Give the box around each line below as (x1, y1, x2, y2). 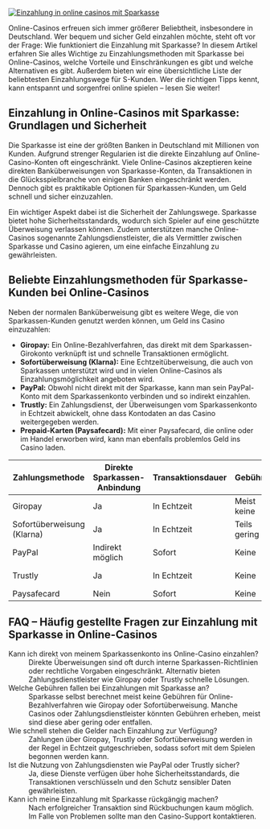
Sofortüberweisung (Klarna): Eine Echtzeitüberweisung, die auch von (19, 357, 253, 366)
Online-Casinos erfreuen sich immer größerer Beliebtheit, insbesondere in (8, 23, 253, 32)
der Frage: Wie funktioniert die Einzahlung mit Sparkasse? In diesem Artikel (8, 40, 258, 50)
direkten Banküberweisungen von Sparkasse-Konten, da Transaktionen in (8, 166, 252, 175)
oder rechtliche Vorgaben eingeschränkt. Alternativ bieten (28, 666, 221, 676)
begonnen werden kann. (28, 752, 110, 761)
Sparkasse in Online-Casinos (8, 628, 158, 641)
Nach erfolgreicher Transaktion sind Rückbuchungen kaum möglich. (28, 803, 255, 813)
